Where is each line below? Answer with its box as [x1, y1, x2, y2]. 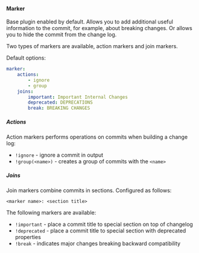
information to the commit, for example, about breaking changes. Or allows [6, 25, 193, 32]
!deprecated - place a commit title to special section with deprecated [14, 227, 186, 234]
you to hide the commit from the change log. [6, 31, 117, 39]
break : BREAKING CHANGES [28, 105, 90, 111]
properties [14, 234, 41, 241]
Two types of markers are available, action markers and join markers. [6, 43, 178, 50]
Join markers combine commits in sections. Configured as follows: [6, 187, 172, 194]
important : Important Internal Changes [28, 94, 128, 100]
